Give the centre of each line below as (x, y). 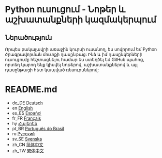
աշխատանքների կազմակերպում (81, 20)
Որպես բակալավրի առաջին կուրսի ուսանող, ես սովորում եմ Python (81, 49)
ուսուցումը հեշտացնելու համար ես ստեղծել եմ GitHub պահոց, (74, 59)
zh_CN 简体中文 (28, 144)
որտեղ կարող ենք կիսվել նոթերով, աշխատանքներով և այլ (71, 65)
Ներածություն (29, 38)
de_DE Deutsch (27, 103)
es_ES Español (27, 113)
